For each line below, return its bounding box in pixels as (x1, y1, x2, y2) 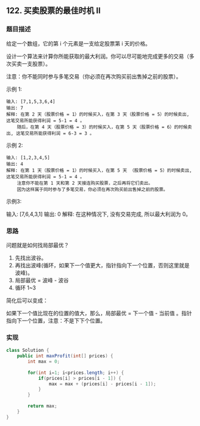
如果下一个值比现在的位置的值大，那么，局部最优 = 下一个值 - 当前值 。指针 (6, 309, 192, 317)
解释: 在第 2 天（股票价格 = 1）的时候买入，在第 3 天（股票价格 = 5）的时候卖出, (6, 111, 190, 117)
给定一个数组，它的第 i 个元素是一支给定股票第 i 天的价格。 (6, 39, 151, 47)
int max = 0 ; (27, 358, 60, 365)
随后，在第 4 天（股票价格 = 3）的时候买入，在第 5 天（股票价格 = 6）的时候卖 (17, 124, 192, 130)
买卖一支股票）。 (11, 60, 51, 67)
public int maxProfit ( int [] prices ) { (17, 353, 113, 359)
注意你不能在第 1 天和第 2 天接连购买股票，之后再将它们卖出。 (17, 180, 153, 186)
